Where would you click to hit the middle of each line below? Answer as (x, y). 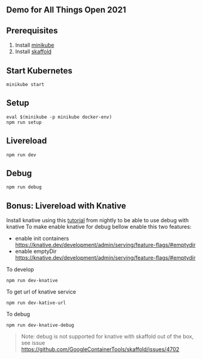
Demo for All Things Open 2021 (66, 10)
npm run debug (24, 187)
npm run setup (24, 122)
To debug (18, 314)
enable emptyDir (36, 251)
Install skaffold (33, 51)
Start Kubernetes (39, 71)
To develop (20, 269)
